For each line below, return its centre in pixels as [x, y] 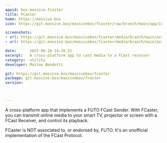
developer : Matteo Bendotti [34, 65]
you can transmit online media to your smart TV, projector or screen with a [81, 115]
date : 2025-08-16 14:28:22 [39, 51]
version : [14, 83]
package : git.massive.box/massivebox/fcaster [53, 78]
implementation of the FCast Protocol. [44, 135]
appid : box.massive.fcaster [34, 10]
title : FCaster [21, 14]
